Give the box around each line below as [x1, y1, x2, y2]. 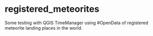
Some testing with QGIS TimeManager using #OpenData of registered [4, 20, 148, 26]
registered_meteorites [4, 3, 99, 15]
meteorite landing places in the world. [4, 25, 83, 31]
